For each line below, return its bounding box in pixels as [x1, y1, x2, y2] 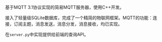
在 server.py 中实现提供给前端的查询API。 [5, 32, 89, 37]
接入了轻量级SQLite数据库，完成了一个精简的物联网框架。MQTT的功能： [5, 15, 153, 21]
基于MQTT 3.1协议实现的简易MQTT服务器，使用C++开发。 [5, 4, 124, 10]
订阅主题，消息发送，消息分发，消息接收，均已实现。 [13, 21, 122, 27]
